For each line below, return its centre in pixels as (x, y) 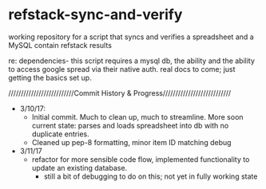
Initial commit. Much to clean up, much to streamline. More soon (137, 116)
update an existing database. (79, 167)
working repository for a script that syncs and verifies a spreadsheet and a (131, 37)
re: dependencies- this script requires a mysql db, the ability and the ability (132, 61)
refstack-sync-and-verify (95, 15)
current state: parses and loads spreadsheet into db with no (130, 125)
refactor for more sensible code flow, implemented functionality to (141, 159)
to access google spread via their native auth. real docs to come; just (122, 69)
